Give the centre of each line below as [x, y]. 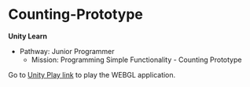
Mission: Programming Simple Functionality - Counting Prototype [136, 60]
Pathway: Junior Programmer [67, 51]
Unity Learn [28, 36]
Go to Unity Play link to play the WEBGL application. [92, 74]
